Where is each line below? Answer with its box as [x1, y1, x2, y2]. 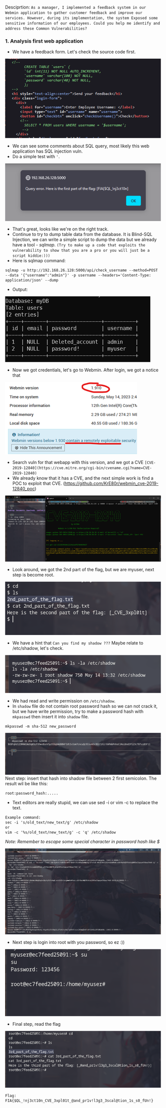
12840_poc [12, 485, 35, 491]
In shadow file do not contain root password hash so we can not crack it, [12, 703, 158, 709]
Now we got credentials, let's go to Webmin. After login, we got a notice [12, 367, 159, 373]
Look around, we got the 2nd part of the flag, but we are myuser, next [12, 566, 155, 572]
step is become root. [12, 572, 54, 578]
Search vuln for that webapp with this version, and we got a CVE [12, 459, 144, 465]
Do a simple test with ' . [12, 153, 60, 159]
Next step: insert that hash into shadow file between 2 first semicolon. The [5, 775, 157, 781]
